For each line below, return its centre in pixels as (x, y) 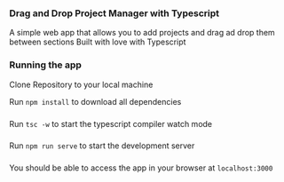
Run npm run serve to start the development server (102, 146)
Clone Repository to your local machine (81, 84)
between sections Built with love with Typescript (98, 42)
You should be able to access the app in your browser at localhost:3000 (141, 168)
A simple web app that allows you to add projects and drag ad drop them (142, 33)
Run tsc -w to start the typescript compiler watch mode (111, 123)
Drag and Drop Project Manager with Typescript (114, 13)
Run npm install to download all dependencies (95, 101)
